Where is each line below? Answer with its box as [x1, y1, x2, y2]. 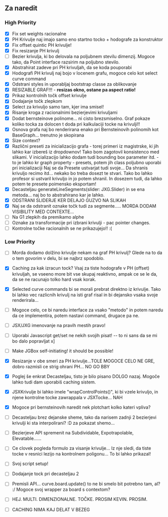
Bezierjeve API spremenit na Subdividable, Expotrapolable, [12, 430, 134, 436]
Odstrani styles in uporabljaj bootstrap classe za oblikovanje [12, 81, 137, 87]
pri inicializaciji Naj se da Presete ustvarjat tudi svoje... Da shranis [12, 165, 148, 171]
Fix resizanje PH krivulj [12, 47, 60, 53]
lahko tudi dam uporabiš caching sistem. [12, 379, 96, 385]
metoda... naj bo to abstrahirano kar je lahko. [12, 191, 105, 198]
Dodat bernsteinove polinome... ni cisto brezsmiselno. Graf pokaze [12, 115, 150, 121]
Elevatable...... [12, 435, 41, 441]
